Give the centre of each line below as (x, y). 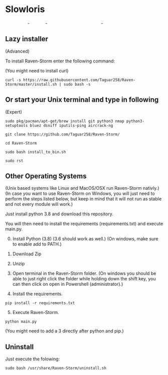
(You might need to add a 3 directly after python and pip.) (64, 331)
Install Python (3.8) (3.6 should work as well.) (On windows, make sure (86, 239)
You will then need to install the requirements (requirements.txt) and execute (84, 224)
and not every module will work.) (39, 204)
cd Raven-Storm (21, 143)
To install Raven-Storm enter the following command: (60, 61)
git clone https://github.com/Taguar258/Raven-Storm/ (63, 134)
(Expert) (14, 112)
